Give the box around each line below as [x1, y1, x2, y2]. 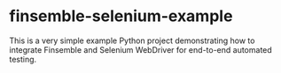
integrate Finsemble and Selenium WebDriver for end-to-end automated [9, 44, 272, 55]
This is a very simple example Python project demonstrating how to [9, 35, 255, 46]
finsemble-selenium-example [9, 6, 233, 26]
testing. [9, 54, 37, 64]
